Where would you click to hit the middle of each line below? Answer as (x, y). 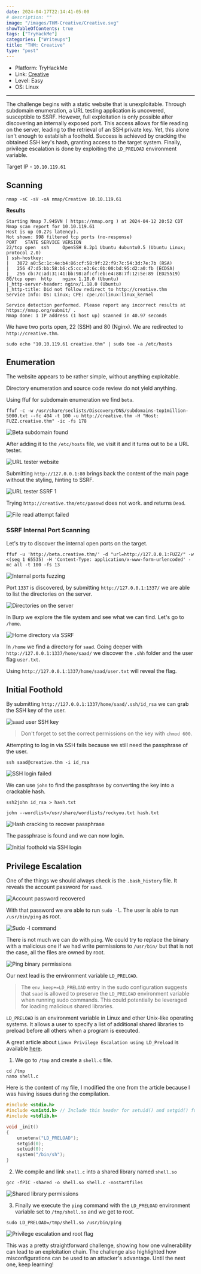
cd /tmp (16, 1071)
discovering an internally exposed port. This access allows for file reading (97, 123)
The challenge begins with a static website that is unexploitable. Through (96, 104)
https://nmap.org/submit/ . (41, 310)
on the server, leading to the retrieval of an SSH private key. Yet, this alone (98, 129)
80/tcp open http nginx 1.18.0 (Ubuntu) (63, 279)
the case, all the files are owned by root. (56, 953)
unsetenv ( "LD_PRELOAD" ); (48, 1138)
